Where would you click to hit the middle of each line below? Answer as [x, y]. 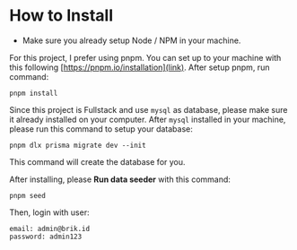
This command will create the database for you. [97, 161]
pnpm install [34, 93]
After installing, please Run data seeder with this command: [120, 179]
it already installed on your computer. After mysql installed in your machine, [148, 119]
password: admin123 [46, 237]
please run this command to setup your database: [101, 129]
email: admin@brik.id [50, 228]
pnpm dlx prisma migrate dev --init [78, 145]
